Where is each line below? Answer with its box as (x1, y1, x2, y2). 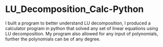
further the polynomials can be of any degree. (5, 36, 101, 42)
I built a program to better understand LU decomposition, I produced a (5, 20, 151, 26)
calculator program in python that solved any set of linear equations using (5, 25, 158, 31)
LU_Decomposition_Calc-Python (5, 3, 144, 15)
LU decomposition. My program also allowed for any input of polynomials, (5, 30, 158, 36)
